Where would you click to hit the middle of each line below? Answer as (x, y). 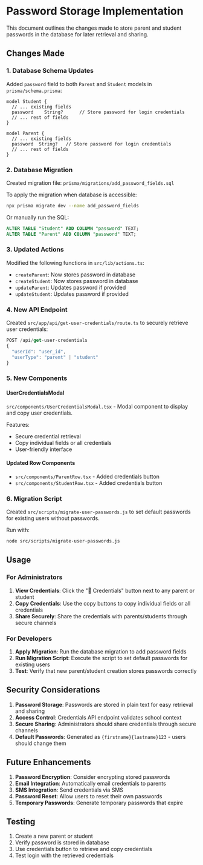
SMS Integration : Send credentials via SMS (69, 790)
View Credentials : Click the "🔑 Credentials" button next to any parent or (105, 590)
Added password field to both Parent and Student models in (79, 84)
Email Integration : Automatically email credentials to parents (90, 783)
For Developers (29, 638)
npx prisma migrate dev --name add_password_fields (72, 205)
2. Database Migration (40, 170)
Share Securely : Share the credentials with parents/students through (101, 616)
